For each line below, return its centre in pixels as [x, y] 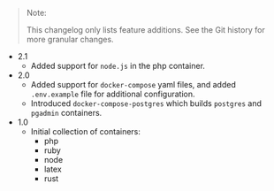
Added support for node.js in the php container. [118, 66]
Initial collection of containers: [86, 131]
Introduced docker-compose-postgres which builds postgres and [146, 103]
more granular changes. [70, 39]
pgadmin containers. [66, 113]
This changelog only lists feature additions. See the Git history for [145, 30]
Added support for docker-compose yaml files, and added [133, 84]
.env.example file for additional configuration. [113, 94]
